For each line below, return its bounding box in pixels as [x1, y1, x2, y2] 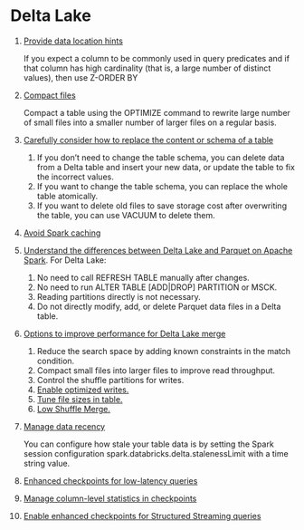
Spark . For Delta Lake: [23, 255, 107, 265]
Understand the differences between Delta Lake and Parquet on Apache [23, 245, 293, 255]
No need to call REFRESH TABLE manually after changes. [36, 272, 250, 283]
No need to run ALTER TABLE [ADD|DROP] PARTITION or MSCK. [36, 282, 278, 293]
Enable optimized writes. [36, 384, 129, 395]
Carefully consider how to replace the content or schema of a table [23, 134, 274, 145]
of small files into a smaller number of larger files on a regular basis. [23, 117, 277, 128]
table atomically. [36, 190, 99, 201]
